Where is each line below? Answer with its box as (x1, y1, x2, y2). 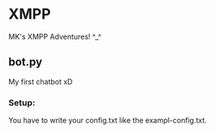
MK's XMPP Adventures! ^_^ (8, 32, 102, 41)
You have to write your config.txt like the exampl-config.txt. (8, 115, 207, 126)
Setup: (8, 97, 36, 108)
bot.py (8, 55, 43, 69)
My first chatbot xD (8, 76, 73, 86)
